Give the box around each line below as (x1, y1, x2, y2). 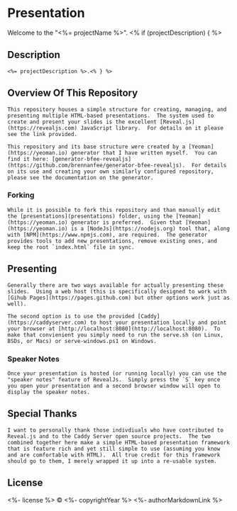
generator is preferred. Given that (70, 218, 182, 226)
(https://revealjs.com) (7, 124, 78, 132)
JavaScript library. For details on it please (80, 124, 224, 132)
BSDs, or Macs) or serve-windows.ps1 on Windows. (7, 337, 158, 344)
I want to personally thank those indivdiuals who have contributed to (7, 427, 224, 434)
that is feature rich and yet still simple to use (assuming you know (7, 445, 221, 452)
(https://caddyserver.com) (7, 319, 87, 326)
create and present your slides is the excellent (7, 118, 158, 125)
